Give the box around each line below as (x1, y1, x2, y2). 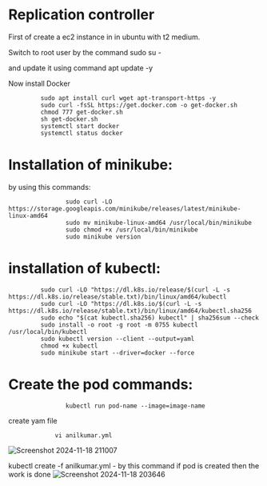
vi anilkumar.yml (54, 431, 113, 440)
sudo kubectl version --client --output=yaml (40, 335, 195, 343)
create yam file (8, 416, 58, 425)
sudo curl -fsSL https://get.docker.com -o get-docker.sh (40, 101, 238, 109)
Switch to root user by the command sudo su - (8, 47, 161, 57)
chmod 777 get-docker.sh (40, 108, 124, 116)
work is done (8, 469, 51, 479)
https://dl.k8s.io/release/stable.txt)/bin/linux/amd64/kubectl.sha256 (8, 307, 252, 315)
